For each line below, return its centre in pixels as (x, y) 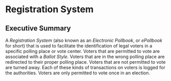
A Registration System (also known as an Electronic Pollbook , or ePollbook (84, 40)
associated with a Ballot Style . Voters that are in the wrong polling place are (85, 57)
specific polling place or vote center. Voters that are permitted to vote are (83, 51)
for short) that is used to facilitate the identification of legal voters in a (79, 46)
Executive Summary (38, 28)
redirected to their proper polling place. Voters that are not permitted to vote (85, 62)
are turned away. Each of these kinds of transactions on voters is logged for (85, 67)
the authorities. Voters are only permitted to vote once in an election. (78, 73)
